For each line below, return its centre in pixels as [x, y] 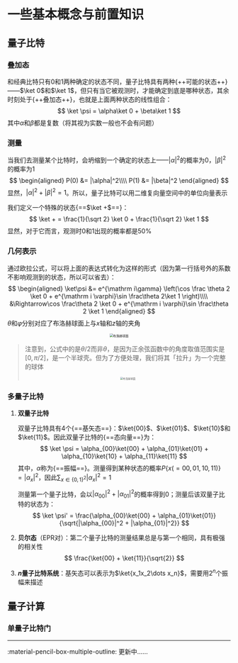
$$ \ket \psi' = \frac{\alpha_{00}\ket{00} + [94, 516]
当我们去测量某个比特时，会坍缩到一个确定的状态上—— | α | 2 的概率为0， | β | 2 [117, 159]
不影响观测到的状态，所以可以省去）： [62, 277]
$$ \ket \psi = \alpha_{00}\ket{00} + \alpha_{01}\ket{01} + [124, 449]
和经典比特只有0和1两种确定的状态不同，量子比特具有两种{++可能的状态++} [118, 82]
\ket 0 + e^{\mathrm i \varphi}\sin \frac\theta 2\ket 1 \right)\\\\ [119, 296]
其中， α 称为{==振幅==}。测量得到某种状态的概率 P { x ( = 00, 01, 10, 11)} [119, 468]
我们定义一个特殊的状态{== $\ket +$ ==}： [68, 208]
